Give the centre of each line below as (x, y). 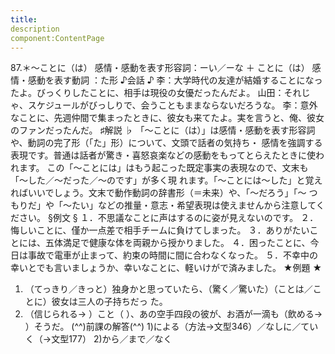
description (35, 29)
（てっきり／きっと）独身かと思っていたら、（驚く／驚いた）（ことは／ (168, 289)
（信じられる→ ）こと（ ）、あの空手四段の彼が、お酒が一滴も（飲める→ (173, 314)
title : (24, 19)
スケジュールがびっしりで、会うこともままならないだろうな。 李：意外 (172, 105)
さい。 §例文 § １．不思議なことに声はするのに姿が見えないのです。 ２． (168, 218)
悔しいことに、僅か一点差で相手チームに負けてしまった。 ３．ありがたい (160, 230)
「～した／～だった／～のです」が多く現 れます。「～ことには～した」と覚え (166, 180)
